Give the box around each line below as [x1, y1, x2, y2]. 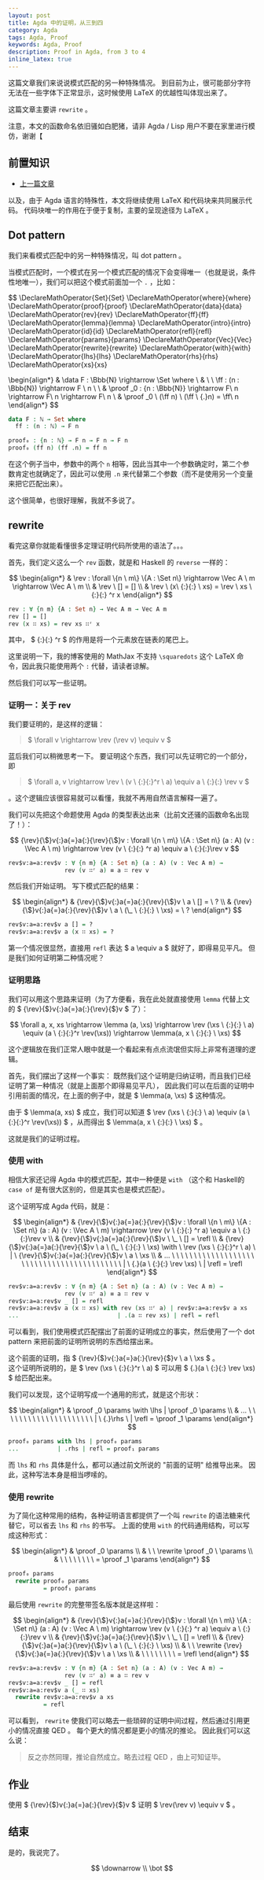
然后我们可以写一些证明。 [8, 678, 91, 688]
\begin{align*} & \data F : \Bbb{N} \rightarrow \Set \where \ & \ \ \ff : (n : [8, 375, 240, 384]
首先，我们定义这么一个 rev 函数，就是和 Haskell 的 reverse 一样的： [8, 557, 230, 567]
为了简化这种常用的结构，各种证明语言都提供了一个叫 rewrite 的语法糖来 [8, 1511, 244, 1520]
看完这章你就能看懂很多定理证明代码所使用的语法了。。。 [8, 541, 187, 550]
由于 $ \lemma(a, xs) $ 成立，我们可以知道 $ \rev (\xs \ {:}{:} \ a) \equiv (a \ [8, 1107, 250, 1117]
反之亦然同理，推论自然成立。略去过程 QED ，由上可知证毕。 [27, 1753, 225, 1762]
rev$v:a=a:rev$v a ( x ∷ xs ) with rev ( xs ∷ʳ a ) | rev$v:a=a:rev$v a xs [8, 1304, 247, 1313]
